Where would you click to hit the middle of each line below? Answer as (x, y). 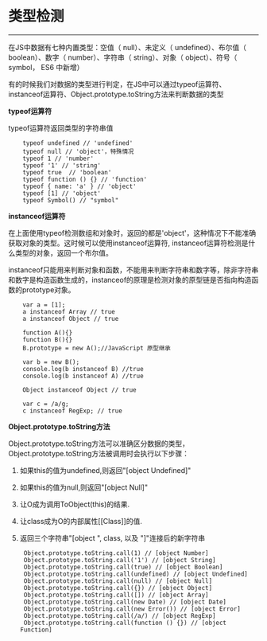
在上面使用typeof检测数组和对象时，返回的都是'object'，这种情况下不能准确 (132, 233)
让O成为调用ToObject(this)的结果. (75, 504)
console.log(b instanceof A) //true (83, 376)
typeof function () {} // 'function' (85, 179)
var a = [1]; (44, 305)
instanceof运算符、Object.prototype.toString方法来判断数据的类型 (116, 94)
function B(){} (48, 339)
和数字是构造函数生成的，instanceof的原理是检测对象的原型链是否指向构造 (130, 279)
